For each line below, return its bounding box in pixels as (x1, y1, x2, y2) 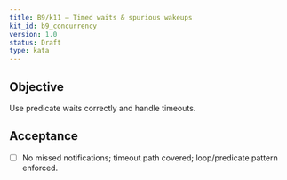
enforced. (21, 162, 59, 173)
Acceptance (9, 128, 78, 143)
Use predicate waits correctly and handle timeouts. (9, 102, 196, 113)
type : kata (9, 46, 50, 55)
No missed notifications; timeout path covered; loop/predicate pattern (21, 152, 278, 163)
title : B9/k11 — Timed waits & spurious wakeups (9, 12, 193, 22)
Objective (9, 79, 65, 94)
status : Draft (9, 37, 62, 47)
